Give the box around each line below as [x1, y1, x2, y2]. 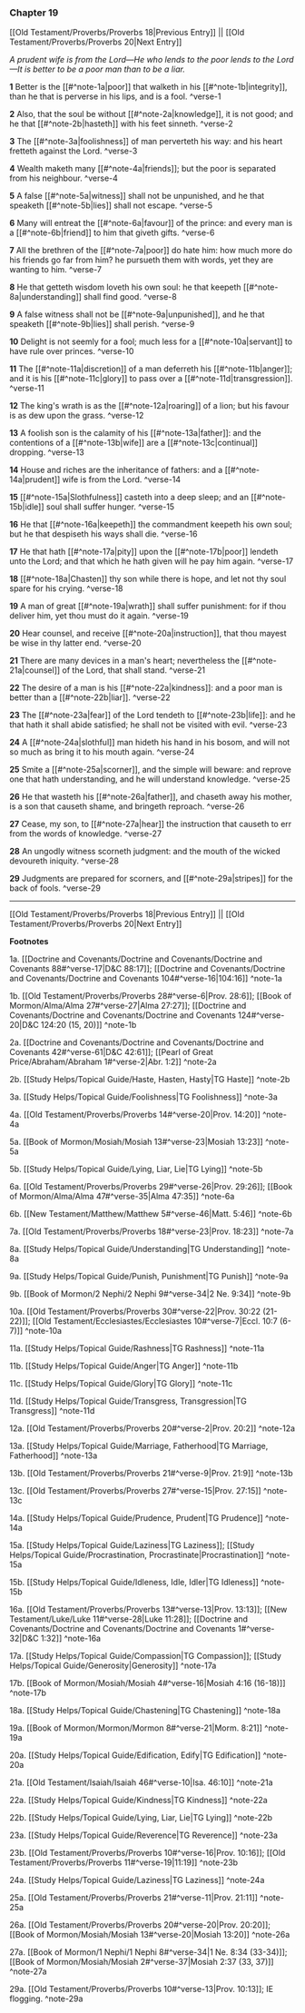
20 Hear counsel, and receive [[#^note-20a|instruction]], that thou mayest [9, 628, 288, 639]
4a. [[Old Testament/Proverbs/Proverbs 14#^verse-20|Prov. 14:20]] [9, 1110, 261, 1120]
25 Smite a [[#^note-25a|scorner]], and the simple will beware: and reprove [9, 765, 292, 775]
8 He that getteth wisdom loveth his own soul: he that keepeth [9, 281, 242, 292]
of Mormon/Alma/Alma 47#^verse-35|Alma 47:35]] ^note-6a [9, 1191, 235, 1202]
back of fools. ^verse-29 [9, 883, 102, 893]
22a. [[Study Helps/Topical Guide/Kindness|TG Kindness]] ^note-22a [9, 1795, 268, 1806]
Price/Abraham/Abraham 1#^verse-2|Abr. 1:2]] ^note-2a [9, 1056, 217, 1068]
